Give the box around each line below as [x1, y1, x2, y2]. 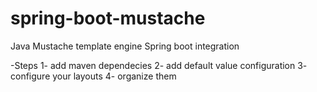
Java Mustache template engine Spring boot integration [10, 40, 240, 52]
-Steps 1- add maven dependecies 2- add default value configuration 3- [10, 59, 308, 71]
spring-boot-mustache [10, 7, 206, 30]
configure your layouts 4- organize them [10, 70, 177, 82]
